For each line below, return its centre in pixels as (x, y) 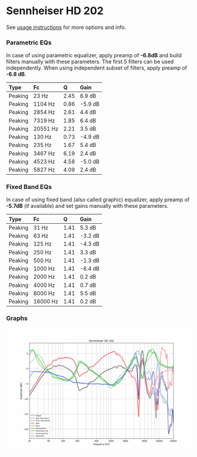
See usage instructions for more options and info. (66, 27)
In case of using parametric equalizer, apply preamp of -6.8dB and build (94, 56)
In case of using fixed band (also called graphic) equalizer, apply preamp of (98, 200)
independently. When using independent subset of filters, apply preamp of (97, 68)
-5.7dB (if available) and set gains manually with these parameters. (88, 206)
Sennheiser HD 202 (55, 11)
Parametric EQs (29, 43)
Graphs (17, 318)
